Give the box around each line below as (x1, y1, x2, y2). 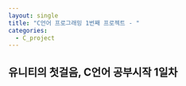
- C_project (15, 33, 56, 42)
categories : (8, 26, 48, 34)
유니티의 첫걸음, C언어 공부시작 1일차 (8, 65, 178, 79)
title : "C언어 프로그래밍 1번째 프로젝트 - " (8, 19, 140, 27)
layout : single (8, 11, 59, 20)
